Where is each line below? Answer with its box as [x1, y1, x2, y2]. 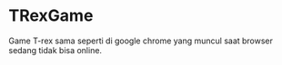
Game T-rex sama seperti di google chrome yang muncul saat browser [8, 35, 274, 46]
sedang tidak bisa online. [8, 44, 102, 55]
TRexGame [8, 5, 94, 26]
